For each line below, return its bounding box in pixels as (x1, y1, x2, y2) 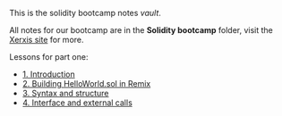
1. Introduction (21, 69, 75, 79)
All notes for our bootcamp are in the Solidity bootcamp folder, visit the (9, 25, 273, 35)
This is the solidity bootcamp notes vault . (9, 8, 161, 18)
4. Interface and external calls (21, 97, 132, 108)
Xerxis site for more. (9, 35, 84, 45)
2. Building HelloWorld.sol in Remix (21, 79, 151, 88)
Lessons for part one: (9, 52, 89, 62)
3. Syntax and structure (21, 88, 109, 98)
